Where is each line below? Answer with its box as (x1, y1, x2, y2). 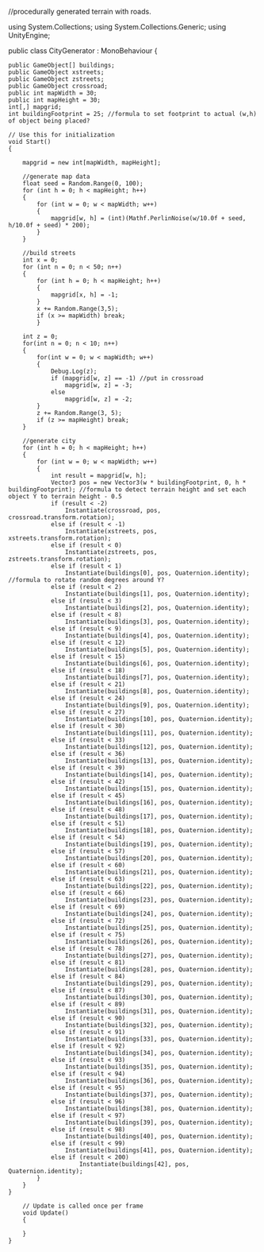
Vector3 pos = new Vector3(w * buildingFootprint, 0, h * (50, 479, 247, 486)
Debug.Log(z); (50, 367, 98, 375)
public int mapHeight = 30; (8, 96, 101, 104)
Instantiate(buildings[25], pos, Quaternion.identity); (64, 924, 254, 932)
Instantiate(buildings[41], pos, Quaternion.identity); (64, 1146, 254, 1154)
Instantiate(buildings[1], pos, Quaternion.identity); (64, 590, 250, 598)
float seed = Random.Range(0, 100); (22, 180, 144, 188)
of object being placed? (8, 117, 90, 125)
